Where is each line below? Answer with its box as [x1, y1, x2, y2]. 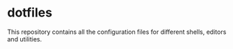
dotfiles [7, 5, 53, 21]
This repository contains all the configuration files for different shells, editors [7, 28, 227, 36]
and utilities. [7, 35, 42, 43]
